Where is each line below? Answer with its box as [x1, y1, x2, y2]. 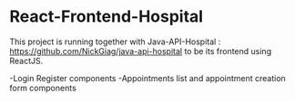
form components [9, 82, 77, 93]
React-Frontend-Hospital [9, 6, 203, 27]
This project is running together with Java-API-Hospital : [9, 36, 221, 47]
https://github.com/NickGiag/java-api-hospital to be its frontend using [9, 45, 271, 56]
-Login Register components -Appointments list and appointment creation [9, 72, 287, 83]
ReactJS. [9, 55, 44, 66]
